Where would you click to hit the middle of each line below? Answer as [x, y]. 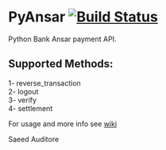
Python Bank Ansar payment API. [62, 39]
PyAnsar [37, 17]
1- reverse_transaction [44, 83]
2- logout [23, 91]
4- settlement [31, 108]
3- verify [23, 100]
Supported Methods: [61, 64]
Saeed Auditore [34, 139]
